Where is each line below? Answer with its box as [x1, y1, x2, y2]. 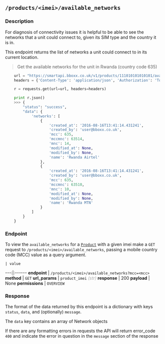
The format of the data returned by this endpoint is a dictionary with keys [5, 304, 153, 310]
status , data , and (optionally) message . [5, 309, 82, 315]
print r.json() [14, 96, 45, 101]
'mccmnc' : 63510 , [49, 182, 84, 187]
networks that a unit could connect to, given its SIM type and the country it [5, 34, 157, 40]
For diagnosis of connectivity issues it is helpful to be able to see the [5, 29, 144, 35]
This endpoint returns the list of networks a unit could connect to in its [5, 49, 147, 55]
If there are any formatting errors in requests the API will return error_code [5, 328, 156, 334]
